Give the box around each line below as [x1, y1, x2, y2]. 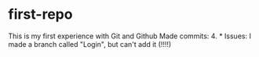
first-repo [8, 5, 73, 23]
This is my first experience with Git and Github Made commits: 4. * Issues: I [8, 31, 251, 41]
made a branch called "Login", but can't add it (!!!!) [8, 39, 172, 48]
